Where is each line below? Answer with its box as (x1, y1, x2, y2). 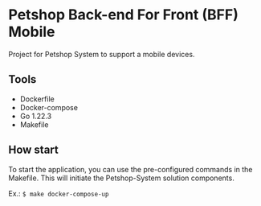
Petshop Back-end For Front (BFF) (8, 6, 239, 24)
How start (8, 143, 59, 157)
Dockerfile (19, 94, 55, 104)
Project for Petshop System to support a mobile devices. (8, 49, 195, 59)
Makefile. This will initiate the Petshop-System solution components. (8, 173, 234, 183)
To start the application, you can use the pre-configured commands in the (8, 164, 253, 174)
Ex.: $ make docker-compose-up (8, 188, 109, 198)
